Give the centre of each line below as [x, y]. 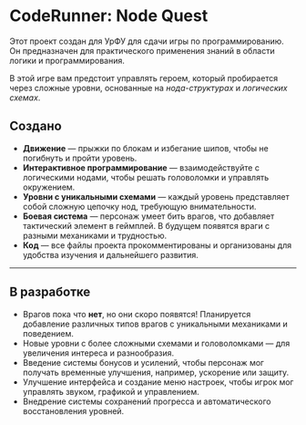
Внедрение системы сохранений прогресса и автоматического [147, 401]
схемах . [25, 98]
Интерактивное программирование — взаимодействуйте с [141, 167]
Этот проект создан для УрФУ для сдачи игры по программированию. [147, 41]
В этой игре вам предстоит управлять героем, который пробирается [144, 78]
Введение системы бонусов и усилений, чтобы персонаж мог [143, 362]
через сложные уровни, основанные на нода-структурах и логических [149, 88]
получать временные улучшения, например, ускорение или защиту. [156, 372]
